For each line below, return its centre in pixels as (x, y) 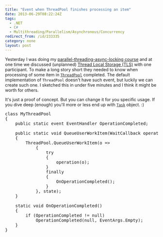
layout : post (18, 45)
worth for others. (22, 90)
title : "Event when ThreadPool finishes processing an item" (68, 9)
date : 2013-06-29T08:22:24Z (33, 14)
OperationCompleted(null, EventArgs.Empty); (90, 220)
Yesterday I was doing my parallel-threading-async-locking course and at (79, 59)
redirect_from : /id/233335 (32, 37)
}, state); (49, 191)
